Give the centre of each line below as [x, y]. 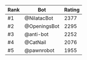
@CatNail [35, 42]
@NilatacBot [39, 18]
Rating [72, 10]
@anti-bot [36, 34]
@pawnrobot [39, 50]
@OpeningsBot [42, 26]
